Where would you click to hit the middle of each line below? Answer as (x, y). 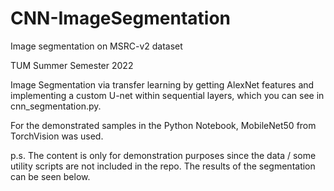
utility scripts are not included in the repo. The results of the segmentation (163, 166)
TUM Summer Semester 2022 (72, 65)
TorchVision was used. (57, 136)
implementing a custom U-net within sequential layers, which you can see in (167, 95)
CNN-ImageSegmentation (120, 18)
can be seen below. (50, 176)
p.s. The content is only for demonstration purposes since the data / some (163, 155)
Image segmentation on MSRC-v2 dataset (96, 46)
